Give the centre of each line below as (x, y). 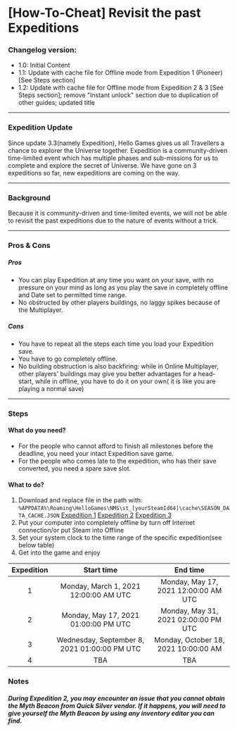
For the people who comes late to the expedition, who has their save (117, 461)
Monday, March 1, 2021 (101, 586)
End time (189, 570)
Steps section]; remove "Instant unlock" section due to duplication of (118, 95)
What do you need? (37, 430)
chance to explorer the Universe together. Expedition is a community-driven (118, 150)
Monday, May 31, (190, 611)
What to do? (26, 485)
